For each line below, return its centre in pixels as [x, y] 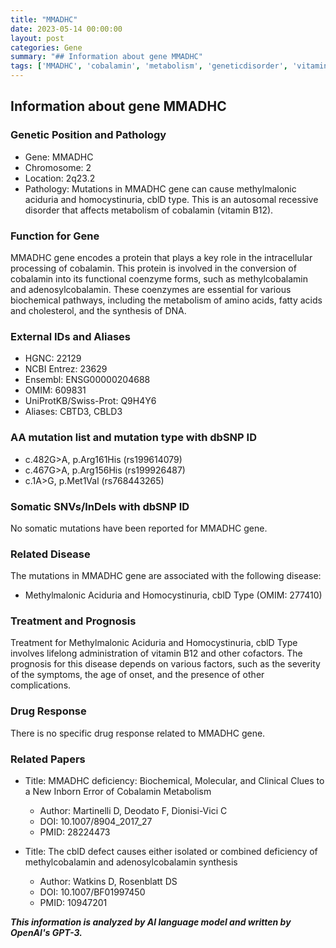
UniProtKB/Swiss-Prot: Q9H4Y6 [90, 401]
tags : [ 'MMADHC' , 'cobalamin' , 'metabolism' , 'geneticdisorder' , [149, 66]
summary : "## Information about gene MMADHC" [106, 57]
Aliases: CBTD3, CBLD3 [73, 412]
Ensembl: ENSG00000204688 [87, 380]
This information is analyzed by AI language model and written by [151, 922]
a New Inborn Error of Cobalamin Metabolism [118, 792]
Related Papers [48, 759]
